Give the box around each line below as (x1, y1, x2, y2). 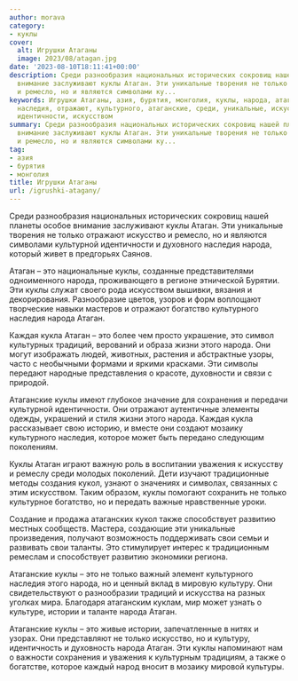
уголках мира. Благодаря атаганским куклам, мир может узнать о (9, 597, 263, 607)
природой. (9, 377, 50, 387)
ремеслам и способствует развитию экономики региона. (9, 551, 229, 562)
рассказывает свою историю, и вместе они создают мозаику (9, 423, 244, 433)
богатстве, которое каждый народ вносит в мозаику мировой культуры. (9, 661, 285, 671)
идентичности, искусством (17, 112, 114, 121)
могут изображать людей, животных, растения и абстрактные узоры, (9, 349, 275, 360)
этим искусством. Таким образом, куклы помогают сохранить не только (9, 487, 287, 497)
